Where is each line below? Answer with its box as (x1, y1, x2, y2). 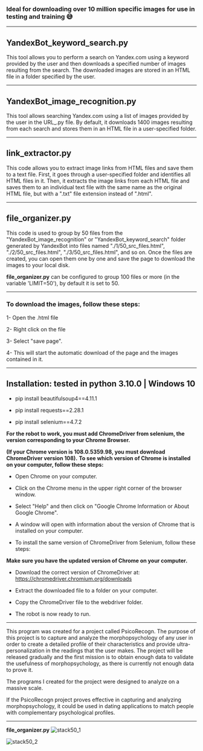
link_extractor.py (6, 148, 71, 158)
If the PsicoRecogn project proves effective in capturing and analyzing (6, 696, 181, 703)
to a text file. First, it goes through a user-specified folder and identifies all (6, 171, 191, 178)
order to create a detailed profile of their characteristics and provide (6, 640, 176, 648)
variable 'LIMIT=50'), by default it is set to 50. (6, 279, 120, 287)
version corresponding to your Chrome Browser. (6, 436, 130, 443)
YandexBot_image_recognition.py (6, 96, 137, 106)
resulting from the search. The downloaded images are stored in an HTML (6, 67, 190, 74)
